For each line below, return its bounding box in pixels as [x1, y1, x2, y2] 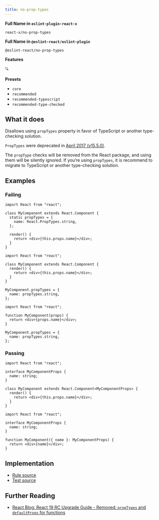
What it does [5, 115, 45, 124]
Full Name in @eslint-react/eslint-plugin [5, 38, 90, 44]
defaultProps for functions [12, 510, 66, 516]
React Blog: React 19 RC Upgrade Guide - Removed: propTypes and [12, 504, 146, 510]
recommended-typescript [12, 97, 61, 102]
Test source [12, 478, 36, 483]
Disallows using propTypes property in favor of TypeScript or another [5, 128, 142, 134]
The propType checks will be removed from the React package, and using [5, 152, 152, 158]
